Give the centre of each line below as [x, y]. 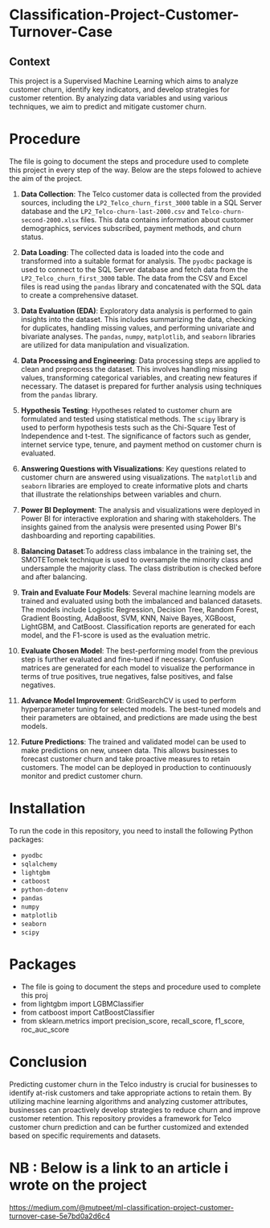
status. [32, 237]
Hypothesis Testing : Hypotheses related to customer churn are [126, 410]
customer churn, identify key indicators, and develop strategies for [119, 89]
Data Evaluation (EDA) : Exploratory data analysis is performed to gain [137, 311]
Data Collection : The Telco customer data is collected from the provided [141, 194]
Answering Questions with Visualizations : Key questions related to [133, 468]
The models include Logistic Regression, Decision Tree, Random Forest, [140, 609]
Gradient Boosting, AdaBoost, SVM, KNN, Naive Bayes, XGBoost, [128, 618]
